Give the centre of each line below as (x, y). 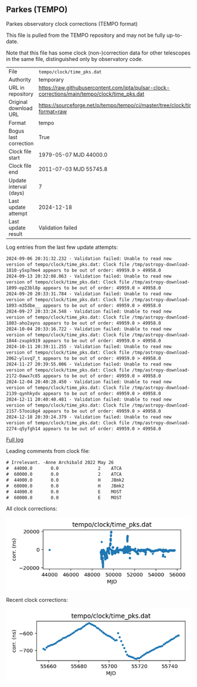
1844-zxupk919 (23, 341)
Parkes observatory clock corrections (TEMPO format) (72, 23)
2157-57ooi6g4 (23, 411)
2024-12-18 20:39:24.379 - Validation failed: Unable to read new (89, 417)
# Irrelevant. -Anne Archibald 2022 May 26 (60, 462)
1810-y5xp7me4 (23, 270)
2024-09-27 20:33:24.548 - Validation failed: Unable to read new (89, 311)
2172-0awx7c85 (23, 376)
